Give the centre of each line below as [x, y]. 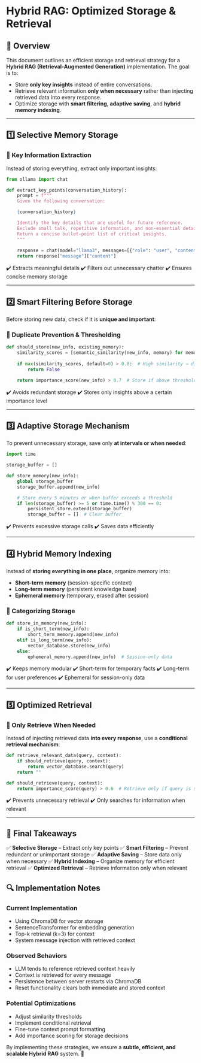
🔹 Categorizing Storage [41, 611]
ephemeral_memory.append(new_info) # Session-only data [100, 657]
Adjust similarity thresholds [48, 1016]
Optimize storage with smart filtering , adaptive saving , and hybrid [98, 104]
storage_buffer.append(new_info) [59, 487]
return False [44, 370]
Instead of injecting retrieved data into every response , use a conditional [97, 738]
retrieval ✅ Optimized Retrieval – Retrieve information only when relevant [97, 868]
